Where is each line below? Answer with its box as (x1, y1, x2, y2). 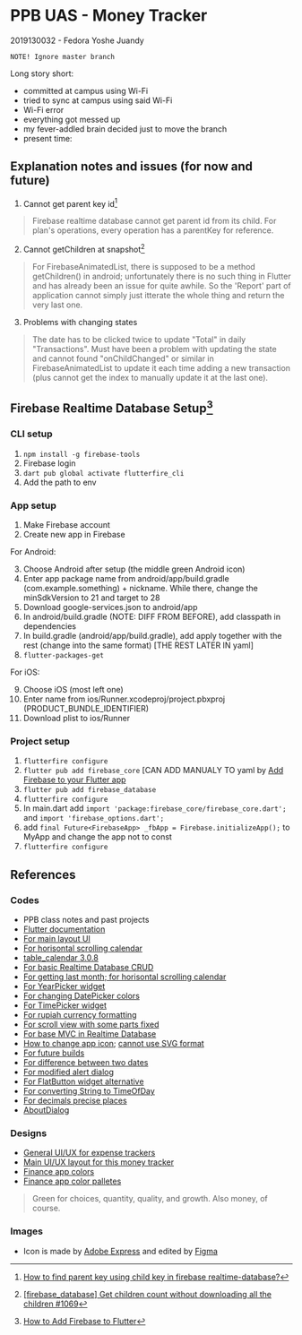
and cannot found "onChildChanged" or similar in (31, 353, 214, 364)
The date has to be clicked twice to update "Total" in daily (31, 334, 246, 345)
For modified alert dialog (22, 1067, 115, 1078)
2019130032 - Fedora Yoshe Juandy (10, 35, 144, 46)
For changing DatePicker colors (22, 991, 140, 1002)
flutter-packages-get (22, 651, 104, 660)
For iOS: (10, 667, 40, 677)
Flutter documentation (22, 924, 106, 934)
